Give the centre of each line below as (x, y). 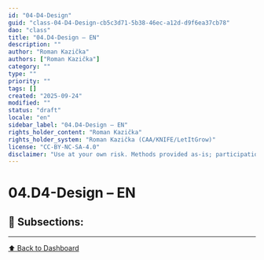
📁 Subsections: (46, 222)
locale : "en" (29, 118)
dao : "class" (29, 30)
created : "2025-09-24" (45, 96)
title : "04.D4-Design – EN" (54, 37)
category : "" (29, 67)
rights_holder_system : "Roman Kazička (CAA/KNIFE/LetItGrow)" (112, 139)
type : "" (22, 74)
